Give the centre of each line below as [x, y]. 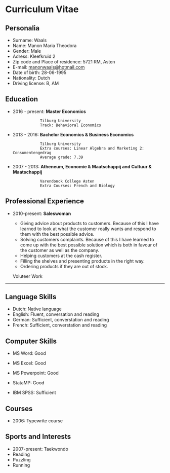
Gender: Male [27, 51]
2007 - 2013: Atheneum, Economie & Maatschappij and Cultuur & [82, 166]
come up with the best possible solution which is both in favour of [89, 245]
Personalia [22, 28]
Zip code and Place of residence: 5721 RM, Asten [64, 62]
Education [22, 99]
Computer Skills [31, 341]
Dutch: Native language [37, 309]
